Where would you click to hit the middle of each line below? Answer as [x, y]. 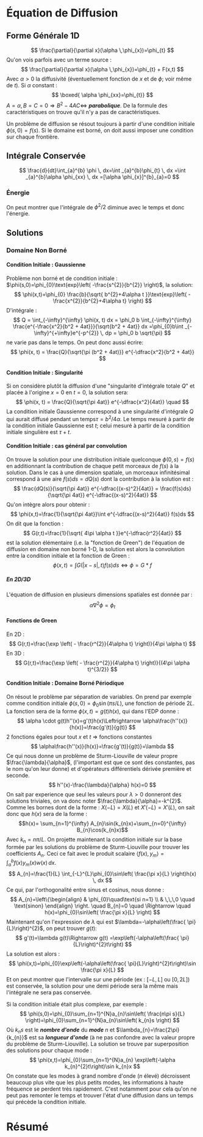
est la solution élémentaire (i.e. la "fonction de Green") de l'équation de [95, 543]
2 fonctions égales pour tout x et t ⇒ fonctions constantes [79, 737]
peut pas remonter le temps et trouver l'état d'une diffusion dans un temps [100, 1095]
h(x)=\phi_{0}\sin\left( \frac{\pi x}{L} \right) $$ [102, 912]
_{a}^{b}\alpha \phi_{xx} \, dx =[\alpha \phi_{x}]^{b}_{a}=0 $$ [102, 177]
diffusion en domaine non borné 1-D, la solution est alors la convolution [95, 549]
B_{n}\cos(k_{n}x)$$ [102, 829]
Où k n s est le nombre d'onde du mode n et [61, 1030]
